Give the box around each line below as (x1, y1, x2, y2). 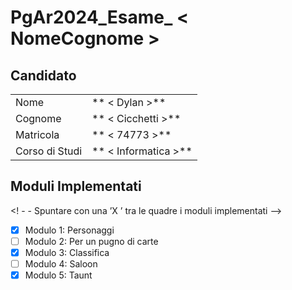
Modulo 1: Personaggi (24, 224, 115, 236)
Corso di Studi (15, 144, 83, 158)
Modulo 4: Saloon (24, 258, 98, 270)
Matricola (15, 128, 60, 141)
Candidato (10, 67, 77, 84)
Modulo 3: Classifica (24, 246, 110, 258)
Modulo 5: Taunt (24, 269, 93, 281)
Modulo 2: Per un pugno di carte (24, 235, 159, 247)
